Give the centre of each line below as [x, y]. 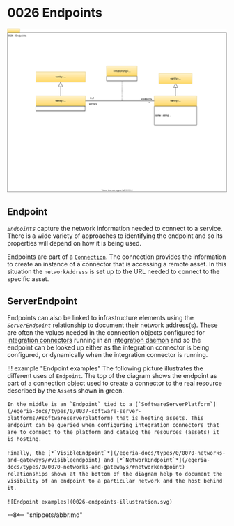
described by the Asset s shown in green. [65, 391]
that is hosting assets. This [160, 419]
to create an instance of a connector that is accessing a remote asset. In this [117, 264]
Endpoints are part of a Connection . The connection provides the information [117, 257]
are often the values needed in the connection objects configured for [106, 333]
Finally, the [26, 453]
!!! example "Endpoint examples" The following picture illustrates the [105, 368]
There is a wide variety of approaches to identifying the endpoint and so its [115, 236]
